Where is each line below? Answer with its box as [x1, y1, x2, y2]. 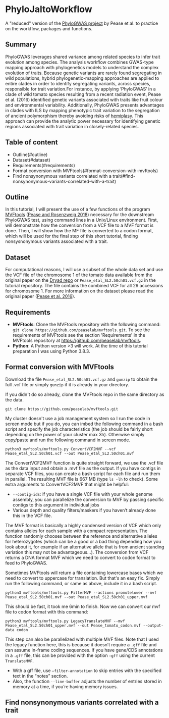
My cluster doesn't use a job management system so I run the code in [5, 415, 150, 421]
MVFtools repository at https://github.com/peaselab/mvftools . [12, 337, 141, 343]
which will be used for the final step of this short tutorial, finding [5, 233, 138, 239]
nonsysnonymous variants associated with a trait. [5, 238, 108, 244]
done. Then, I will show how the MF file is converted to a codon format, [5, 228, 153, 234]
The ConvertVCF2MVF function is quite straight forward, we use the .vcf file [5, 459, 163, 466]
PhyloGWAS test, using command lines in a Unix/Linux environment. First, [5, 217, 158, 223]
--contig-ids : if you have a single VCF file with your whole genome [12, 491, 153, 497]
